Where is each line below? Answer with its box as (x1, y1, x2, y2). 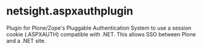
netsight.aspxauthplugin (6, 4, 133, 18)
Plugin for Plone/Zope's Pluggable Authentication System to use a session (6, 24, 192, 31)
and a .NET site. (6, 37, 46, 44)
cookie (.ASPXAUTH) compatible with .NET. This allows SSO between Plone (6, 30, 196, 38)
